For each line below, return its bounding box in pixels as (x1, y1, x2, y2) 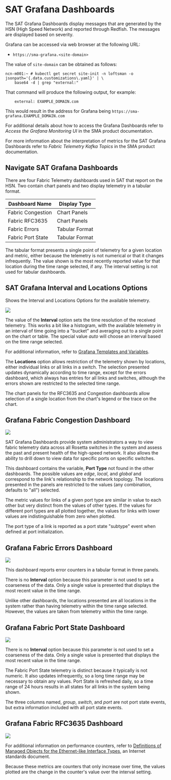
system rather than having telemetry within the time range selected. (5, 603, 148, 609)
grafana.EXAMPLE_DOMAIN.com (5, 113, 65, 118)
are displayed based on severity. (5, 31, 74, 37)
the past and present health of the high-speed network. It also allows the (5, 450, 159, 456)
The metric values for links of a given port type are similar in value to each (5, 497, 162, 503)
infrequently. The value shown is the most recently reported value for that (5, 258, 160, 264)
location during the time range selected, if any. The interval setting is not (5, 263, 158, 270)
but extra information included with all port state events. (5, 705, 123, 710)
